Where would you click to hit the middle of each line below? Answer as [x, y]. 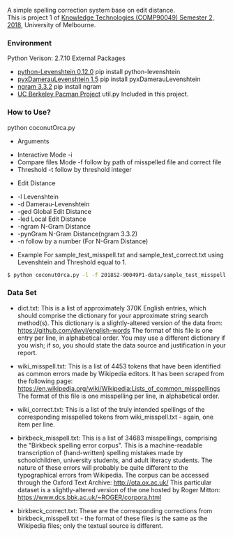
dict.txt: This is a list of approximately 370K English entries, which [112, 308]
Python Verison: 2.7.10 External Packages [66, 58]
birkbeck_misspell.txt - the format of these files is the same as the [112, 518]
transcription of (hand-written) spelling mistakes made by [100, 452]
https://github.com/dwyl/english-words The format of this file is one [115, 330]
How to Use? [29, 113]
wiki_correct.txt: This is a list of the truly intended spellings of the [111, 409]
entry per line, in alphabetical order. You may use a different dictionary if [121, 338]
